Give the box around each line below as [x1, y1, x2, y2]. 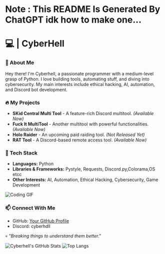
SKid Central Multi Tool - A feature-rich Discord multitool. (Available [12, 110, 154, 116]
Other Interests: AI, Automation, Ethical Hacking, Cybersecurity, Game [12, 176, 158, 183]
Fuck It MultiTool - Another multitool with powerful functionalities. [12, 121, 149, 127]
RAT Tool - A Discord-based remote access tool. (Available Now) [12, 136, 147, 143]
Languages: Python [12, 161, 54, 167]
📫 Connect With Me [5, 204, 55, 211]
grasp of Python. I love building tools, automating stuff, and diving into [5, 76, 150, 82]
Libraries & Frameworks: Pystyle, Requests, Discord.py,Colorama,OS [12, 166, 155, 172]
